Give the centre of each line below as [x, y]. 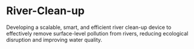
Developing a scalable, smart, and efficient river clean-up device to [89, 27]
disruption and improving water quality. [54, 40]
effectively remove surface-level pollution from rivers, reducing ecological [97, 33]
